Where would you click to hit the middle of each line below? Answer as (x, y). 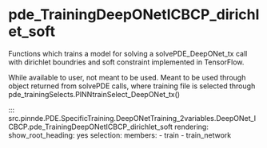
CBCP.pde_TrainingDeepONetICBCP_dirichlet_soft (91, 127)
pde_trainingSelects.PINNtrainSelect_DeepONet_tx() (94, 94)
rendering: (192, 127)
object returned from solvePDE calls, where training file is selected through (132, 86)
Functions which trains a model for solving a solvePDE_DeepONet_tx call (128, 53)
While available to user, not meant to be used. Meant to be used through (127, 77)
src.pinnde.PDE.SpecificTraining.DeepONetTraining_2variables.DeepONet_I (132, 118)
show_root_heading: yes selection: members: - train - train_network (120, 135)
